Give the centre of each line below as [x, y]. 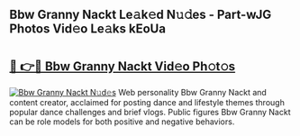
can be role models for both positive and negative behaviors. [122, 122]
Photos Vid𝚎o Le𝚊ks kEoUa [88, 29]
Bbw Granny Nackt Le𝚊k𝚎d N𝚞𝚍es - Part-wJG [141, 15]
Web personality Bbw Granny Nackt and [193, 92]
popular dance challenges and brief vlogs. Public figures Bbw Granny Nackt [150, 112]
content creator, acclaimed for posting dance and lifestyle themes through [147, 102]
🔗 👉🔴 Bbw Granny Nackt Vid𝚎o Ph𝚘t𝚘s [123, 66]
